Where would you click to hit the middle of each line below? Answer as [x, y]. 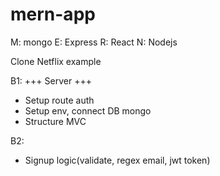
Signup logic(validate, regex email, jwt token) [117, 160]
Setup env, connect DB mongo [88, 110]
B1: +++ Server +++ [51, 80]
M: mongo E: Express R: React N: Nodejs [94, 42]
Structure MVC [55, 121]
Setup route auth [59, 100]
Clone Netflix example [56, 61]
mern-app [53, 14]
